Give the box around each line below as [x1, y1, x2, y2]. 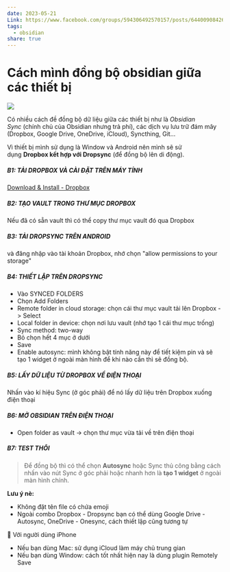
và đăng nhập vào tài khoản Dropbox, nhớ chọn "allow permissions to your [7, 249, 218, 257]
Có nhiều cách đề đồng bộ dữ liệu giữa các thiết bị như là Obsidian [7, 115, 196, 123]
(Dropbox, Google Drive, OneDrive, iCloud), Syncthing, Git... [7, 130, 176, 138]
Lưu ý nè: [7, 489, 34, 497]
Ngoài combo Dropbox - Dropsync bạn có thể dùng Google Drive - [16, 510, 205, 518]
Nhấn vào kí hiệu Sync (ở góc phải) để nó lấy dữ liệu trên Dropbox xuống [7, 388, 212, 396]
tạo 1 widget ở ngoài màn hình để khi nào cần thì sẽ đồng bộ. [16, 355, 189, 364]
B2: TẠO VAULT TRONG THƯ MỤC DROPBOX [7, 199, 136, 207]
